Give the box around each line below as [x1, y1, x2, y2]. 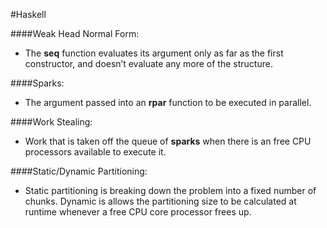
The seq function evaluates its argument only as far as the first [24, 47, 284, 59]
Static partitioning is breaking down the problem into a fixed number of [24, 185, 317, 196]
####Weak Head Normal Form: [10, 28, 140, 39]
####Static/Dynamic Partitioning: [10, 165, 148, 177]
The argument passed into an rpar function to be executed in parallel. [24, 97, 312, 108]
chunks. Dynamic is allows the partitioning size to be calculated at [24, 195, 297, 207]
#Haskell [10, 9, 47, 20]
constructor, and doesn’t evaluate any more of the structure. [24, 58, 273, 69]
